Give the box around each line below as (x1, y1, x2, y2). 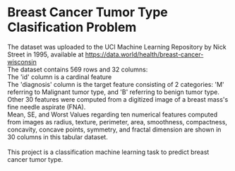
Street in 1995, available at (7, 50, 84, 59)
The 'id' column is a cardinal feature (7, 72, 112, 81)
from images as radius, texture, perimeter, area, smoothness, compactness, (7, 117, 228, 126)
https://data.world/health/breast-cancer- (85, 50, 204, 59)
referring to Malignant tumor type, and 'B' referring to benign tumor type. (7, 88, 220, 96)
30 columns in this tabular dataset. (7, 132, 108, 141)
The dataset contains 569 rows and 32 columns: (7, 65, 148, 73)
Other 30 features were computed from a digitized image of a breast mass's (7, 95, 229, 103)
